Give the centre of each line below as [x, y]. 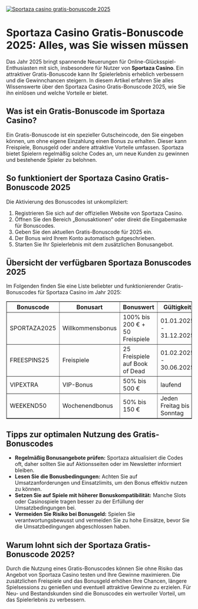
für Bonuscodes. [35, 225]
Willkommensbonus [90, 328]
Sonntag [172, 413]
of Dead [134, 371]
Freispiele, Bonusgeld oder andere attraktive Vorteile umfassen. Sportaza [95, 147]
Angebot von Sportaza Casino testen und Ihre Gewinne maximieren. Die [93, 575]
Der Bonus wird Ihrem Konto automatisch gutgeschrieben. [85, 238]
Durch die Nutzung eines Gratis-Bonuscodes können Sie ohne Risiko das [95, 568]
